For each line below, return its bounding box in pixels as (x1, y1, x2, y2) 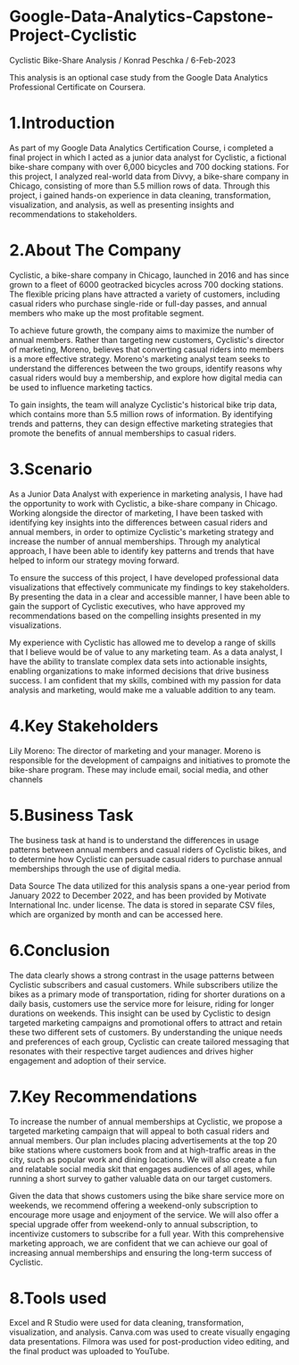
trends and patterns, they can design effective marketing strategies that (9, 418, 274, 429)
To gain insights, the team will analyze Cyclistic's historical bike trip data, (9, 399, 278, 410)
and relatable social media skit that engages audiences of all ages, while (9, 1163, 276, 1174)
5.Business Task (9, 805, 134, 825)
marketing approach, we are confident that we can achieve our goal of (9, 1237, 269, 1248)
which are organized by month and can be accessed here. (9, 909, 223, 919)
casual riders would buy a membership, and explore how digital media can (9, 373, 283, 383)
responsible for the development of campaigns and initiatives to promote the (9, 755, 291, 766)
